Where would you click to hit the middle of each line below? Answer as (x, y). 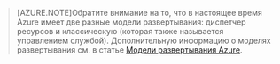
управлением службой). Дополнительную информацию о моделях (144, 40)
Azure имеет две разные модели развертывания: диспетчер (131, 22)
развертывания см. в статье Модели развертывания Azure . (129, 50)
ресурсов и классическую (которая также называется (120, 31)
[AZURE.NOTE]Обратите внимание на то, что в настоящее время (140, 13)
